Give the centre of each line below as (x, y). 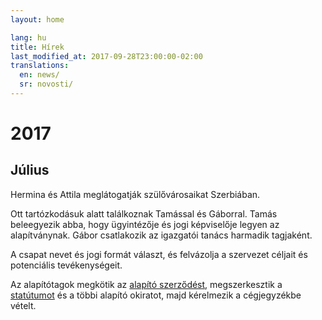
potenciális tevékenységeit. (66, 265)
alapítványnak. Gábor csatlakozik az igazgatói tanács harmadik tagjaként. (161, 235)
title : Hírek (37, 47)
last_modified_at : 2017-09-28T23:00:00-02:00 (106, 56)
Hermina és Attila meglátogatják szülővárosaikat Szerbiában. (135, 194)
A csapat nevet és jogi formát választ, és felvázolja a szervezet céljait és (159, 254)
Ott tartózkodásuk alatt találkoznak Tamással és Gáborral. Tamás (144, 213)
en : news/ (39, 75)
